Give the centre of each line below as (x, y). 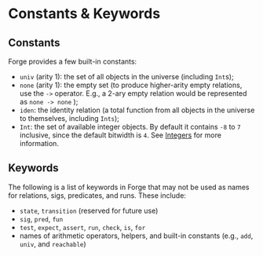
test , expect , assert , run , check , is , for (82, 227)
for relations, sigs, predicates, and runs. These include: (97, 195)
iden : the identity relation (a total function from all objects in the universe (137, 110)
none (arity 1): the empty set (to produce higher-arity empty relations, (131, 85)
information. (39, 143)
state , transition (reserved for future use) (89, 210)
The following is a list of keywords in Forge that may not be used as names (129, 187)
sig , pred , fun (41, 219)
